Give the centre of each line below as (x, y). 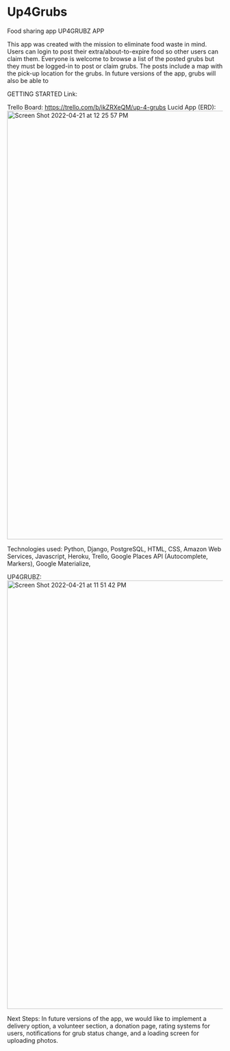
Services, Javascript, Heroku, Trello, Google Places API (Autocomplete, (108, 556)
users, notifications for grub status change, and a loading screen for (103, 1033)
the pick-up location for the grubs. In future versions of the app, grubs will (112, 73)
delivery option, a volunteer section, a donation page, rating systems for (108, 1026)
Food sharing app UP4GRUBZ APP (56, 31)
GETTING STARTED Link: (42, 94)
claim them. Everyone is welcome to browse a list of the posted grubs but (111, 58)
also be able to (28, 80)
